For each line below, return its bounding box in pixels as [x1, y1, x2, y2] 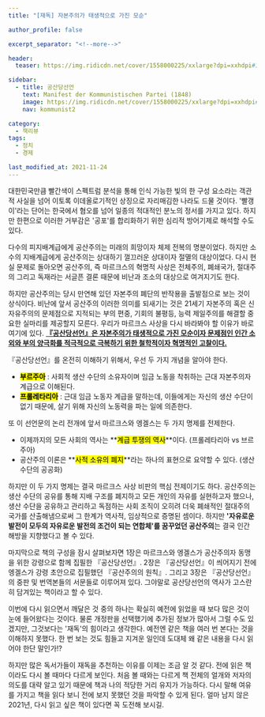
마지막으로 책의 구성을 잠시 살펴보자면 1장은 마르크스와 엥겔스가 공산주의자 [8, 547, 237, 557]
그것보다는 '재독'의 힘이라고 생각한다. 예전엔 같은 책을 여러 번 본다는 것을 [31, 624, 254, 633]
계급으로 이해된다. [19, 381, 75, 391]
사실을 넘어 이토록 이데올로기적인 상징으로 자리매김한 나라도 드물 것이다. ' [16, 195, 242, 206]
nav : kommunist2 [22, 105, 77, 113]
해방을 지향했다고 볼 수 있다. [8, 530, 95, 540]
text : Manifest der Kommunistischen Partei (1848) [22, 91, 192, 99]
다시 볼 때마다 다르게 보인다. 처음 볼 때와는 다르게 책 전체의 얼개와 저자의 [28, 670, 252, 680]
